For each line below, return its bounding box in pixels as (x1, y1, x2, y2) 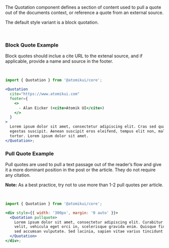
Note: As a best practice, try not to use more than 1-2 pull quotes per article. (5, 182, 163, 188)
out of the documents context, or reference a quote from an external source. (5, 10, 164, 16)
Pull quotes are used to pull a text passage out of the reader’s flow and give (5, 161, 162, 167)
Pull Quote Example (5, 150, 54, 157)
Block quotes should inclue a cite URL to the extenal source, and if (5, 53, 143, 59)
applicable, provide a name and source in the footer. (5, 58, 113, 64)
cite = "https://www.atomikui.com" (10, 91, 80, 97)
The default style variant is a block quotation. (5, 20, 99, 25)
